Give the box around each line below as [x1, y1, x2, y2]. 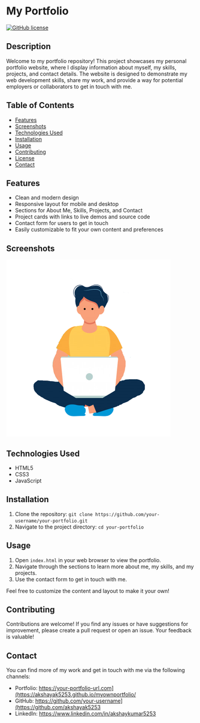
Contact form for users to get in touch [14, 220, 109, 227]
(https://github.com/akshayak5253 [14, 704, 101, 711]
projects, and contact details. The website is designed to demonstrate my [6, 70, 187, 77]
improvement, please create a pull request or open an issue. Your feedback [6, 627, 192, 634]
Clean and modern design [14, 194, 79, 202]
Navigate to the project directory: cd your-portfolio [14, 523, 144, 530]
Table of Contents [6, 100, 75, 110]
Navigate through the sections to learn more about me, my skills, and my [14, 563, 194, 570]
